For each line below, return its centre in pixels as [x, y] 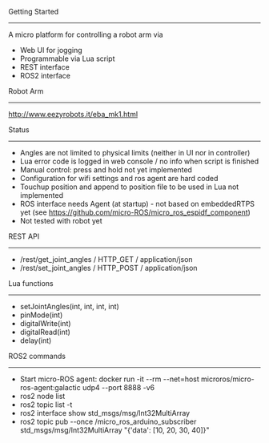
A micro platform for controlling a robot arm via [86, 34]
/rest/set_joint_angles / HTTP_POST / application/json [108, 268]
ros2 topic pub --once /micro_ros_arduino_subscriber [108, 421]
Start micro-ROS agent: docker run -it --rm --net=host [110, 379]
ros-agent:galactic [50, 387]
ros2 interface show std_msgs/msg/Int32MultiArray [105, 413]
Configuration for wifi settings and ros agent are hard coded [119, 178]
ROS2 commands [37, 356]
